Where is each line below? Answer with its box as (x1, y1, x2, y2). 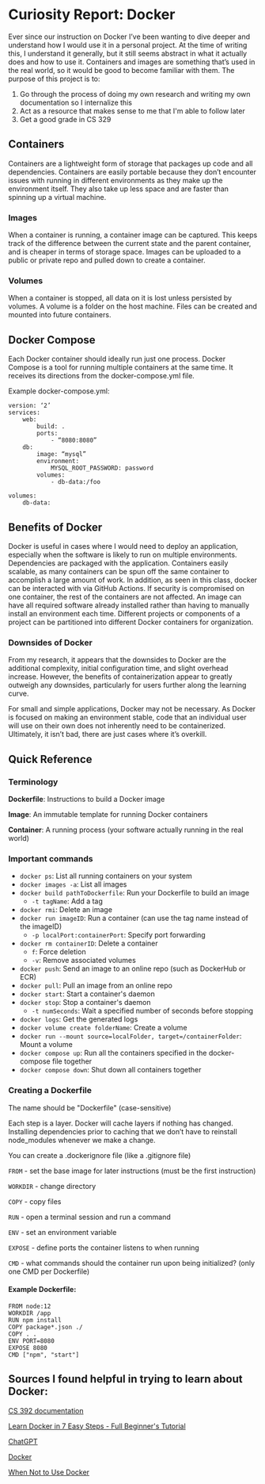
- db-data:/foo (50, 478, 101, 486)
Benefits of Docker (8, 520, 103, 534)
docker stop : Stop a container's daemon (19, 998, 151, 1007)
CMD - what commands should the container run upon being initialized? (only (8, 1258, 256, 1267)
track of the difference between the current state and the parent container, (8, 239, 252, 248)
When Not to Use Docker (8, 1467, 89, 1477)
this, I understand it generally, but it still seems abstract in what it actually (8, 48, 248, 58)
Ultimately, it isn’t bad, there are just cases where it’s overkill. (8, 730, 207, 739)
